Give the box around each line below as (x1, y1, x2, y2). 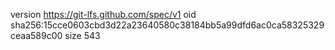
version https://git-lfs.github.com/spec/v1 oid (10, 9, 197, 20)
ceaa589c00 (10, 30, 63, 41)
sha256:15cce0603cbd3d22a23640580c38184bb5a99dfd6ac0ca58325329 (10, 19, 325, 31)
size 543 (64, 30, 101, 41)
